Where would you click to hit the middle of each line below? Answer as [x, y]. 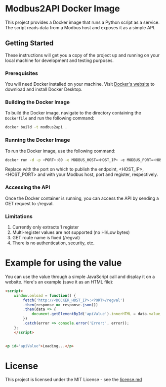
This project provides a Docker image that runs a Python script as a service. [82, 22]
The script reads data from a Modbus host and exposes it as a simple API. [80, 27]
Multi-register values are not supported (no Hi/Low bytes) [71, 232]
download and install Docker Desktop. [44, 89]
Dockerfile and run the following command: [50, 118]
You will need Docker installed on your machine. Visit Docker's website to [80, 84]
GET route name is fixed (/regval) [46, 237]
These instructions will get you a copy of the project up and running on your [82, 55]
